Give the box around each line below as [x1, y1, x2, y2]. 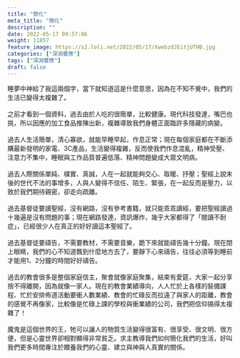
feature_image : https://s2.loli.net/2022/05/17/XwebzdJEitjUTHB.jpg [7, 44, 216, 51]
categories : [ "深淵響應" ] [7, 51, 81, 58]
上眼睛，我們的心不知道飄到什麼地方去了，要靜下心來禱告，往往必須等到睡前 [7, 247, 233, 256]
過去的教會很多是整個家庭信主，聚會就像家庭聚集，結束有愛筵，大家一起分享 [7, 272, 233, 281]
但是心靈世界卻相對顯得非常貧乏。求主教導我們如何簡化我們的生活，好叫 [19, 334, 233, 342]
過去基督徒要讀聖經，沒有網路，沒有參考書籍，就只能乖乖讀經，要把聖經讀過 [7, 204, 233, 212]
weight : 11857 [7, 37, 50, 44]
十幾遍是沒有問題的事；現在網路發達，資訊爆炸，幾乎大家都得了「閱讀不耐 [7, 212, 226, 222]
